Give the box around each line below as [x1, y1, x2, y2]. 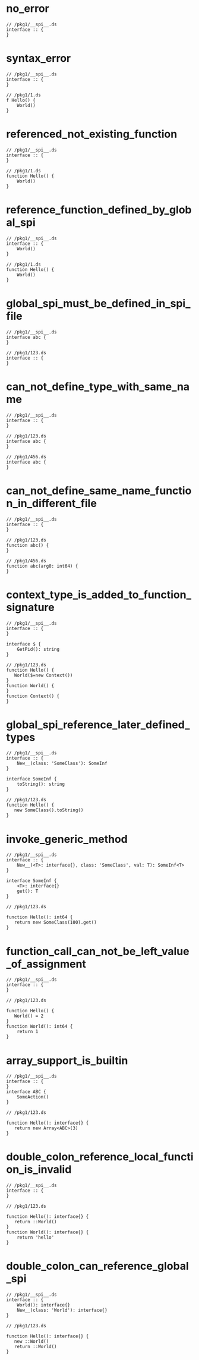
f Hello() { [6, 97, 36, 103]
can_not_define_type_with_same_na [6, 380, 190, 393]
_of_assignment [6, 957, 86, 971]
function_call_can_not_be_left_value [6, 945, 189, 958]
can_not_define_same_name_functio [6, 484, 192, 498]
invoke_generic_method [6, 832, 128, 846]
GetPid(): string [17, 646, 60, 652]
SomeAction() [17, 1094, 49, 1100]
